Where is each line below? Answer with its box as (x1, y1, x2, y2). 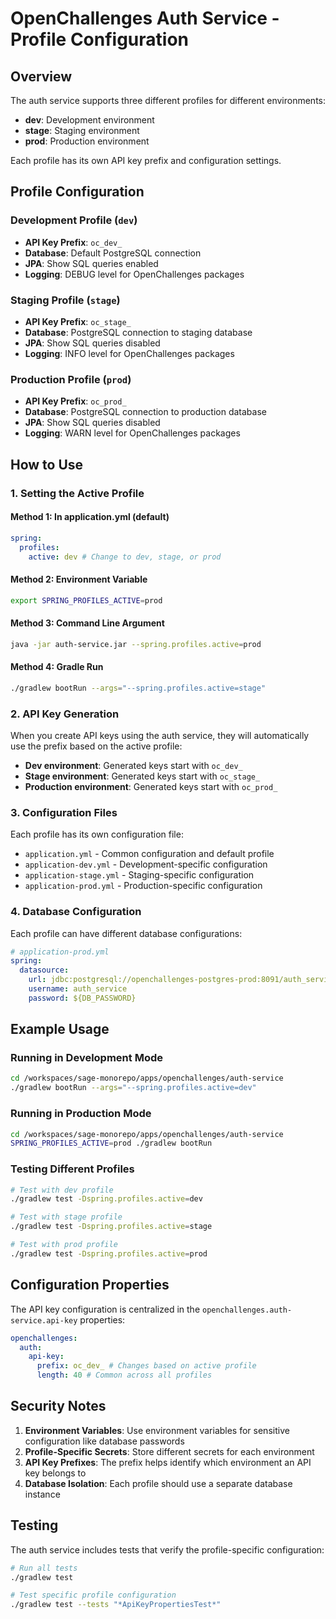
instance (24, 1488, 61, 1500)
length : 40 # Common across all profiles (36, 1370, 213, 1381)
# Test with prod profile (10, 1240, 118, 1250)
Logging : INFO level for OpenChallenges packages (24, 347, 235, 359)
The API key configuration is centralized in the (10, 1303, 201, 1315)
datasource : (19, 965, 70, 976)
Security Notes (10, 1398, 107, 1415)
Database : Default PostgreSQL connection (24, 247, 202, 259)
